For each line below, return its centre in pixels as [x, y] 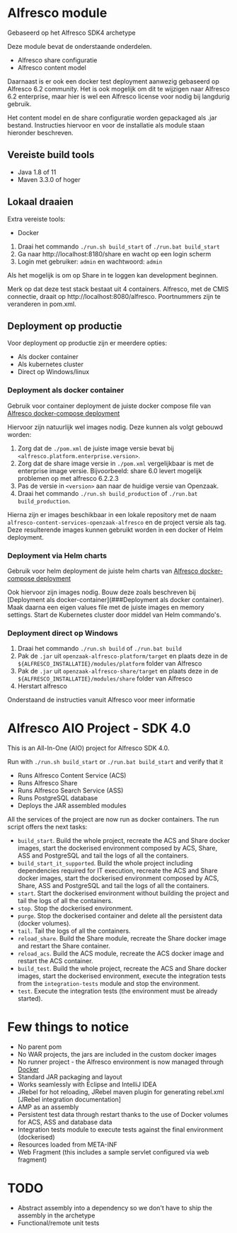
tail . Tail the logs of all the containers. [74, 931]
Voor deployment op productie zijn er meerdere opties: [87, 343]
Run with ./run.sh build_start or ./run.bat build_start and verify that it [115, 762]
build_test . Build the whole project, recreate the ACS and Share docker [122, 969]
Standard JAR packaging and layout [70, 1077]
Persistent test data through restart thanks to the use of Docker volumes [123, 1115]
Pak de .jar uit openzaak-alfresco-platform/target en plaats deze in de [123, 656]
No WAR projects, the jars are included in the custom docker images [117, 1055]
